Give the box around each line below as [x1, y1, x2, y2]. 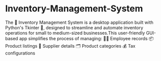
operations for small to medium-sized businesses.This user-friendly [5, 30, 145, 36]
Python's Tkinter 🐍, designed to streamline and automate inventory [5, 24, 143, 30]
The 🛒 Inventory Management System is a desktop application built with [5, 19, 154, 25]
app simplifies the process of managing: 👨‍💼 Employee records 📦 [19, 35, 154, 41]
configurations [5, 50, 36, 56]
